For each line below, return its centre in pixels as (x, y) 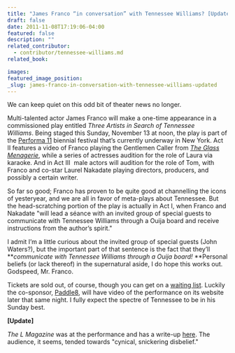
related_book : (28, 59)
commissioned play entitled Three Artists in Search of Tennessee (101, 126)
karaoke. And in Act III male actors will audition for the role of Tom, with (111, 163)
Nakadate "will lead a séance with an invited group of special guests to (109, 213)
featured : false (31, 33)
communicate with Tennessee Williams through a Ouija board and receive (113, 221)
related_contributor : (39, 46)
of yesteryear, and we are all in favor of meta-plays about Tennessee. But (113, 199)
